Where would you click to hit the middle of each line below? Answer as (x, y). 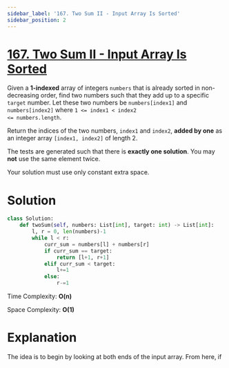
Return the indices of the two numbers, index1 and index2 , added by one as (115, 131)
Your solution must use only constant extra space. (78, 172)
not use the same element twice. (54, 159)
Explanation (42, 338)
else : (52, 277)
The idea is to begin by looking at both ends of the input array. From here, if (114, 356)
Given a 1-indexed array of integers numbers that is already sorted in (103, 88)
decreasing (23, 95)
